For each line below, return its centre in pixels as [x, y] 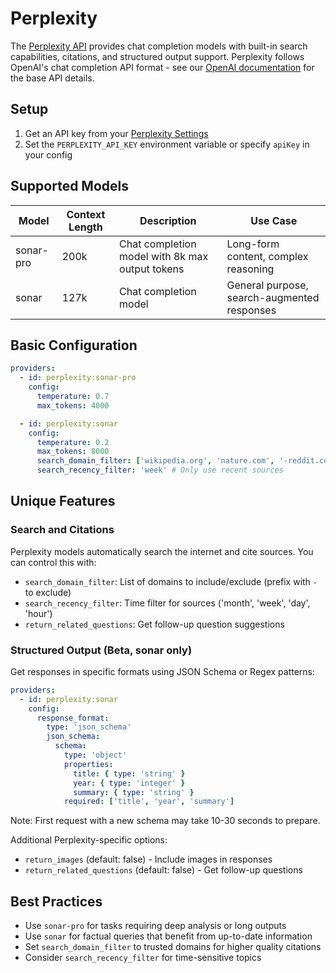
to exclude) [48, 592]
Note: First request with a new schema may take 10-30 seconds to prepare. [165, 821]
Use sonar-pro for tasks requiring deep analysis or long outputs [155, 926]
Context [86, 214]
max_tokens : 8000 [73, 452]
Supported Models [69, 186]
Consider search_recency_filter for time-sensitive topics [143, 958]
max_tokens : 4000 [73, 405]
